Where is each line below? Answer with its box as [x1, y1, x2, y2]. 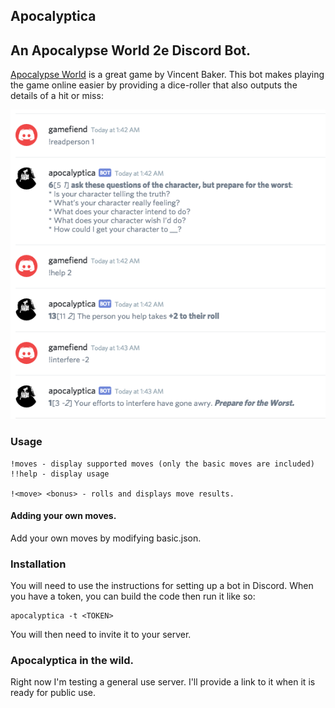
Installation [10, 557, 67, 571]
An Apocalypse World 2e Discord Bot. [10, 42, 251, 59]
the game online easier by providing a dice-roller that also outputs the [10, 79, 298, 91]
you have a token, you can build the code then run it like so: [10, 590, 256, 603]
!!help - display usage [10, 469, 110, 479]
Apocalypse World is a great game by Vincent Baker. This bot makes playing [10, 69, 325, 81]
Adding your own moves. [10, 510, 117, 522]
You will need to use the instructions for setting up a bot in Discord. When [10, 580, 314, 592]
